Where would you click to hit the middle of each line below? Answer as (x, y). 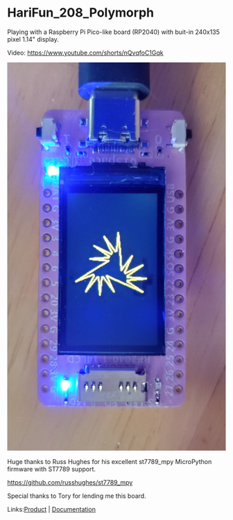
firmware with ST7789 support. (51, 469)
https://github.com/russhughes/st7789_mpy (70, 483)
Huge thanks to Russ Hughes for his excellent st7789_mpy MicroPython (110, 462)
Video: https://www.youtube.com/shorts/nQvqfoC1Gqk (86, 53)
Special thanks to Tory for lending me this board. (77, 496)
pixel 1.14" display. (33, 39)
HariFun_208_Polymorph (81, 13)
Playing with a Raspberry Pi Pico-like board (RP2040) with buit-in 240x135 (114, 32)
